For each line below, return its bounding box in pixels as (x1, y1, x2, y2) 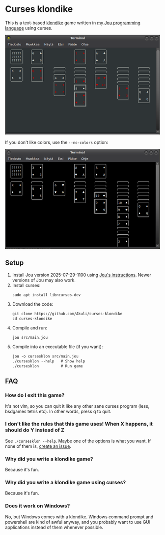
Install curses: (12, 282, 41, 288)
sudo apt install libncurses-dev (12, 292, 81, 297)
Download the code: (12, 301, 54, 307)
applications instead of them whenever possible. (5, 524, 103, 530)
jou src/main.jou (12, 335, 48, 340)
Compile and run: (12, 324, 48, 331)
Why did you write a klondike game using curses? (5, 479, 126, 486)
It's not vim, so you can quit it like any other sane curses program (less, (5, 403, 150, 409)
